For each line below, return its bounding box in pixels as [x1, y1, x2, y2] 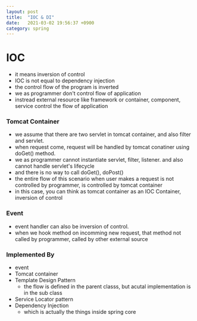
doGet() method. [14, 150, 56, 157]
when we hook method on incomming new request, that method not [14, 229, 182, 236]
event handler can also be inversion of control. [14, 223, 129, 230]
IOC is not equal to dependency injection [14, 77, 115, 84]
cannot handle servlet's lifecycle [14, 162, 95, 170]
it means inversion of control [14, 71, 85, 78]
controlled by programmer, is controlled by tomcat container [14, 181, 162, 189]
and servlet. [14, 137, 45, 144]
